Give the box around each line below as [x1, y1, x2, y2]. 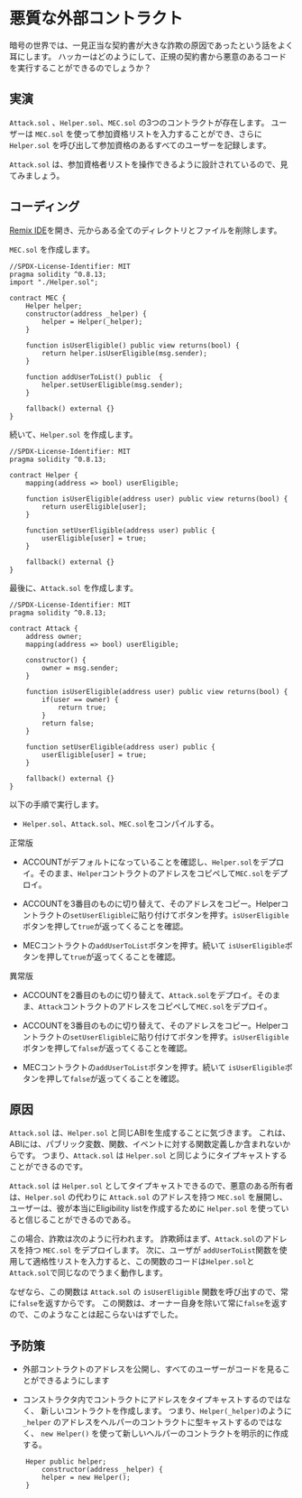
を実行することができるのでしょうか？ [9, 62, 151, 73]
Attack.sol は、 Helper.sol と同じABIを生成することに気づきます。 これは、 [9, 1127, 291, 1138]
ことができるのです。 [9, 1161, 88, 1172]
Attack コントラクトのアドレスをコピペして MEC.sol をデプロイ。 [38, 1001, 272, 1012]
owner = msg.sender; [41, 663, 119, 672]
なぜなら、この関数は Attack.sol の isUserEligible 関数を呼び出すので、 [9, 1287, 281, 1298]
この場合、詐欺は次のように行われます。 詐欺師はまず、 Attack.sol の [9, 1234, 264, 1244]
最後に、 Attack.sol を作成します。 [9, 582, 138, 593]
